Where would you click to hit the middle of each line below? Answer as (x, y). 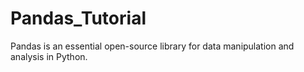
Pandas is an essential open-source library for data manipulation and (152, 46)
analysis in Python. (49, 56)
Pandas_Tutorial (78, 18)
